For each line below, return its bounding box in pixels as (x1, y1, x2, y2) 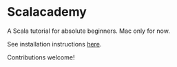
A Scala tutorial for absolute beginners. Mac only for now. (7, 27, 170, 35)
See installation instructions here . (7, 40, 102, 48)
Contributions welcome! (7, 53, 75, 62)
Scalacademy (7, 4, 87, 20)
